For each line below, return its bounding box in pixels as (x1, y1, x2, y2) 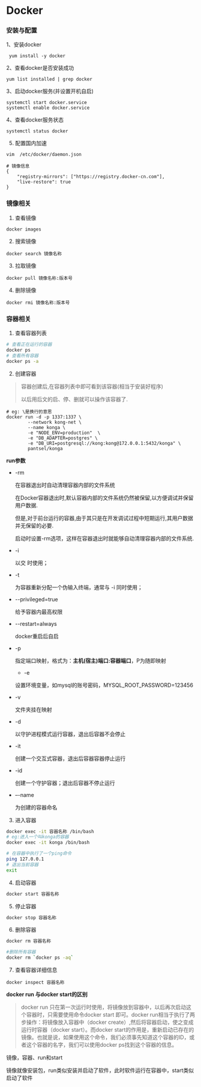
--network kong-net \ (28, 419, 82, 425)
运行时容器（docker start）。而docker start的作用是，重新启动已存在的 (20, 1026, 194, 1033)
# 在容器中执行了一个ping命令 (6, 850, 72, 856)
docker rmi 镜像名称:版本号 (6, 299, 70, 306)
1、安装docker (6, 41, 42, 48)
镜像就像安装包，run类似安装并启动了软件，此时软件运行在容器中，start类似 (6, 1067, 194, 1074)
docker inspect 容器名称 (6, 979, 65, 986)
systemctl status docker (6, 128, 68, 134)
